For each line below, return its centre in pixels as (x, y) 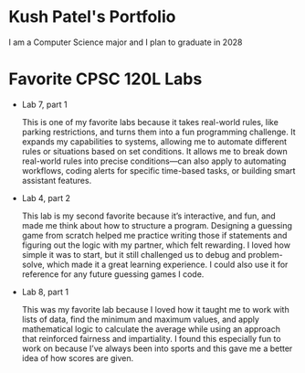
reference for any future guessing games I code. (113, 274)
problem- (266, 254)
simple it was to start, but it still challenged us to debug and (134, 254)
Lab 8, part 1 (45, 292)
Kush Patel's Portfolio (92, 17)
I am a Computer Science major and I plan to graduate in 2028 (126, 42)
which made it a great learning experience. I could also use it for (167, 264)
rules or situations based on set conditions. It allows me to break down (155, 151)
